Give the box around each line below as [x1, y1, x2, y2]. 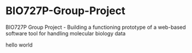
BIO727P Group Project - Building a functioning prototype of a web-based [5, 24, 186, 31]
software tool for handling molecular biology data [5, 29, 126, 37]
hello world [5, 41, 33, 48]
